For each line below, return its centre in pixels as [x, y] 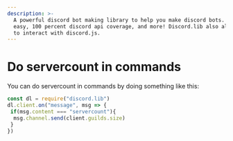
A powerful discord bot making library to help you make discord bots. [119, 20]
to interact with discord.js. [57, 33]
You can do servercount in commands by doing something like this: [103, 86]
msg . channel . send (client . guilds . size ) [70, 118]
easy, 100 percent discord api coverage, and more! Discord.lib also [116, 26]
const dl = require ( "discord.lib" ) [59, 99]
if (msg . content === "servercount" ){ [63, 111]
